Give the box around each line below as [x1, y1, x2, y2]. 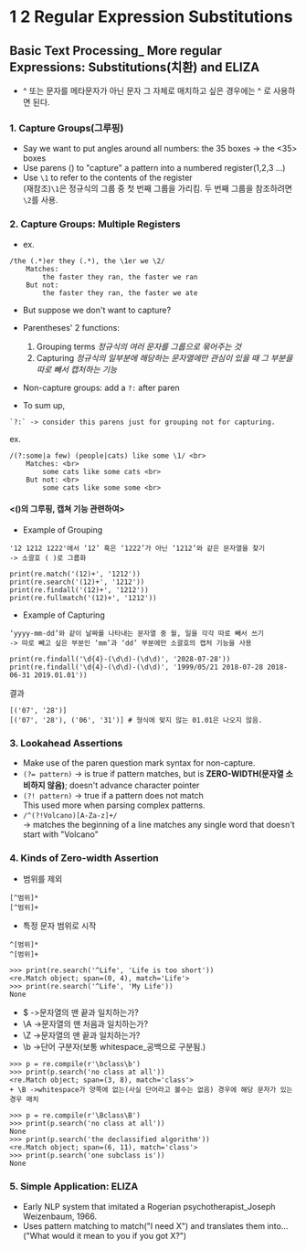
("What [22, 1230, 50, 1241]
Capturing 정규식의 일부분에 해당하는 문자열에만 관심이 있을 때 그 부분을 [36, 352, 293, 363]
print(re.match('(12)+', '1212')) [9, 569, 142, 578]
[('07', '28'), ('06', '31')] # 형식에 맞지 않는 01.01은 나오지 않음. [9, 715, 263, 725]
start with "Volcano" [22, 829, 99, 840]
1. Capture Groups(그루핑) [9, 122, 124, 134]
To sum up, [22, 399, 66, 410]
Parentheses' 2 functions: [22, 322, 121, 333]
